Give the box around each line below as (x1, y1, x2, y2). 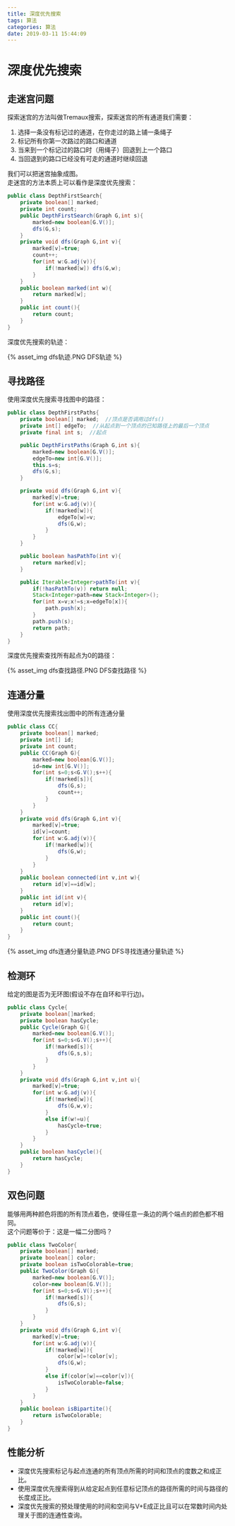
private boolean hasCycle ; (20, 1017, 100, 1024)
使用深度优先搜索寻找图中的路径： (7, 395, 107, 403)
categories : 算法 (7, 23, 56, 30)
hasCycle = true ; (57, 1122, 102, 1129)
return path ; (32, 625, 71, 632)
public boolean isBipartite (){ (20, 1405, 112, 1413)
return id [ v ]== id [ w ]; (32, 881, 97, 888)
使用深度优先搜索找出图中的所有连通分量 (7, 709, 125, 718)
